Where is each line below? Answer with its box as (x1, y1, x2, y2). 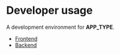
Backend (14, 41, 37, 49)
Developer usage (6, 4, 93, 17)
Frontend (14, 35, 38, 42)
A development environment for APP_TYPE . (6, 23, 115, 31)
